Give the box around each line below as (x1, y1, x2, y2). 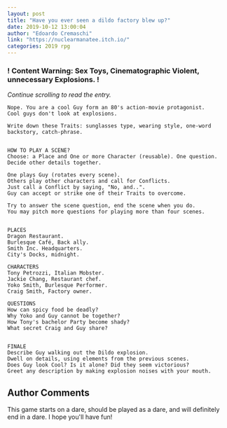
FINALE (7, 343, 27, 350)
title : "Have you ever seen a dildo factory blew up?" (7, 17, 171, 24)
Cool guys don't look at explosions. (7, 110, 118, 118)
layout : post (7, 10, 46, 18)
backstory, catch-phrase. (7, 129, 83, 136)
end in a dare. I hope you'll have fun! (7, 413, 113, 421)
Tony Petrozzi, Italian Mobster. (7, 270, 105, 277)
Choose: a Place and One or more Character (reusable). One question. (7, 153, 218, 160)
